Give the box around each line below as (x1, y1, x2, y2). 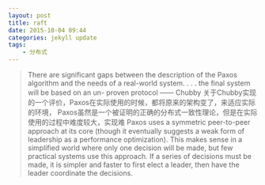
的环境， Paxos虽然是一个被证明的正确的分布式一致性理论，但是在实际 (27, 108, 258, 117)
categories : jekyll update (8, 33, 97, 42)
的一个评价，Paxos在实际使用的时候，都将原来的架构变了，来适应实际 (27, 98, 256, 107)
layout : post (8, 11, 51, 20)
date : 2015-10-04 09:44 (8, 26, 87, 34)
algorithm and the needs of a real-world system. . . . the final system (27, 78, 251, 88)
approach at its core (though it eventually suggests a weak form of (27, 126, 245, 135)
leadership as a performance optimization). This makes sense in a (27, 135, 243, 144)
